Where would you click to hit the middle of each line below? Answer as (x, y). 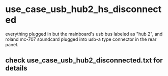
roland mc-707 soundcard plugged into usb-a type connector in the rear (81, 39)
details (16, 68)
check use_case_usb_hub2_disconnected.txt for (84, 61)
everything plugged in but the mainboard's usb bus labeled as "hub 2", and (84, 34)
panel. (12, 44)
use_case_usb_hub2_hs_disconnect (83, 9)
